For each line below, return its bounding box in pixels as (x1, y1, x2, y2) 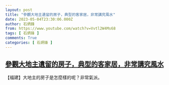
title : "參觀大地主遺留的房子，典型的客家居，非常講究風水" (5, 12, 116, 17)
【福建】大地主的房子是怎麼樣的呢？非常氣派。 (5, 74, 102, 80)
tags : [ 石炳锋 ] (5, 31, 39, 36)
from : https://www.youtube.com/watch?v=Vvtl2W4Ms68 (5, 26, 116, 31)
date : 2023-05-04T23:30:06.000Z (5, 17, 73, 22)
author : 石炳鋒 (5, 21, 35, 27)
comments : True (5, 36, 37, 41)
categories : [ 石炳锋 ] (5, 40, 53, 45)
